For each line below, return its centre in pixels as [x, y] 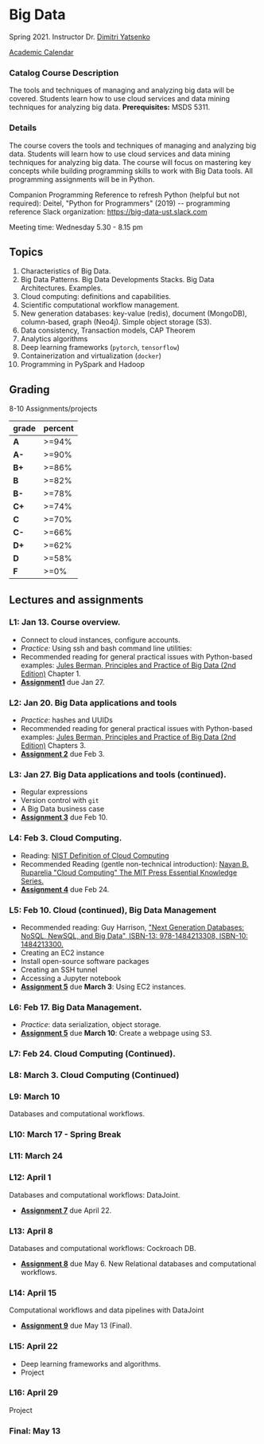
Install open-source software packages [85, 962]
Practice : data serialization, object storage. [91, 1025]
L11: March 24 [36, 1156]
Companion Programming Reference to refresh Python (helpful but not [124, 195]
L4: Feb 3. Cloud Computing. [66, 838]
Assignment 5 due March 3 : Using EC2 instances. [103, 987]
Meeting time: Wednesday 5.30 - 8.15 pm [76, 227]
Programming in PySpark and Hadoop [83, 364]
